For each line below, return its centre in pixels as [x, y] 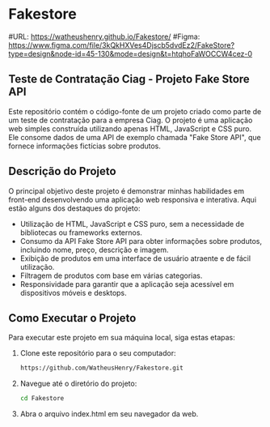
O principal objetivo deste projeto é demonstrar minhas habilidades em [127, 190]
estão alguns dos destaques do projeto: [74, 208]
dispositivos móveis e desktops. [73, 292]
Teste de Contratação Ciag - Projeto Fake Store [129, 79]
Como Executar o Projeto [72, 318]
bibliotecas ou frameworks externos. [81, 233]
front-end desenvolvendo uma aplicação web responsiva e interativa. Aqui [133, 199]
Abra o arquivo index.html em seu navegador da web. [109, 414]
